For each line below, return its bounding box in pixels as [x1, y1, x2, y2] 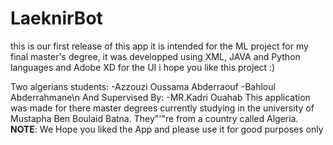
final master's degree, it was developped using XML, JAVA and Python [10, 50, 301, 62]
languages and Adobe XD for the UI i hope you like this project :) [10, 61, 276, 73]
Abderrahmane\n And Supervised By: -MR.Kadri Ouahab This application [10, 91, 311, 103]
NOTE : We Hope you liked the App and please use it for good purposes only [10, 123, 324, 135]
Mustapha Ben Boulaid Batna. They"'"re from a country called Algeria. [10, 112, 299, 124]
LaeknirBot [10, 7, 103, 30]
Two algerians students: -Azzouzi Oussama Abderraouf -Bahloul [10, 80, 276, 92]
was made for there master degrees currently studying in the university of [10, 102, 315, 114]
